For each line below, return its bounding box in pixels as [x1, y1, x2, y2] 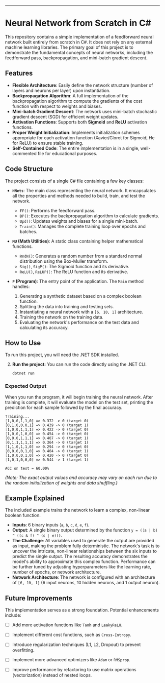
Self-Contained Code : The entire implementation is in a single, [12, 145, 139, 151]
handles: [12, 283, 30, 289]
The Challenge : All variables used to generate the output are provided [12, 538, 155, 544]
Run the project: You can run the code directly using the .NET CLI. [12, 362, 147, 367]
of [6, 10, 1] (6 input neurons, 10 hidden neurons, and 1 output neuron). [12, 580, 160, 586]
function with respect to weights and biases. [12, 103, 102, 109]
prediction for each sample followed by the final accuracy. [5, 404, 123, 410]
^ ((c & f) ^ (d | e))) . [12, 532, 62, 538]
